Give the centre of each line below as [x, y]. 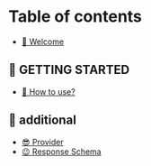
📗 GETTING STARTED [69, 70]
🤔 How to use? [48, 91]
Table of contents [75, 17]
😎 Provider [42, 142]
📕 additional [43, 120]
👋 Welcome [43, 41]
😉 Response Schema [61, 152]
